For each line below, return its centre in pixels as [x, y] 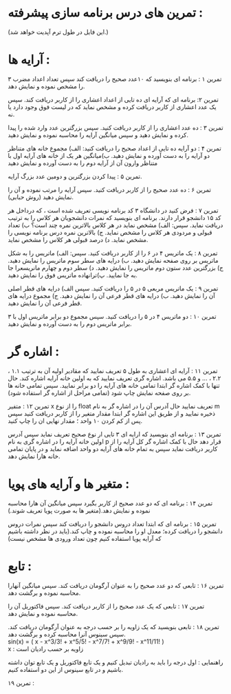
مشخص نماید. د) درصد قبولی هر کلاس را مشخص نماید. [78, 239]
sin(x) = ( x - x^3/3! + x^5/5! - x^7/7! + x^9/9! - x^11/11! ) [86, 641]
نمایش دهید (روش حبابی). [41, 197]
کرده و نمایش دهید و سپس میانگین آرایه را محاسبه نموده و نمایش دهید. [98, 135]
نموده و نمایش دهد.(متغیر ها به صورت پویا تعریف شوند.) [79, 510]
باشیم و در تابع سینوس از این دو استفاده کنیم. [65, 669]
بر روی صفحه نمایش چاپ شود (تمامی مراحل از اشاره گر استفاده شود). [99, 393]
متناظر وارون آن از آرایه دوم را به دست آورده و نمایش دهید [82, 163]
